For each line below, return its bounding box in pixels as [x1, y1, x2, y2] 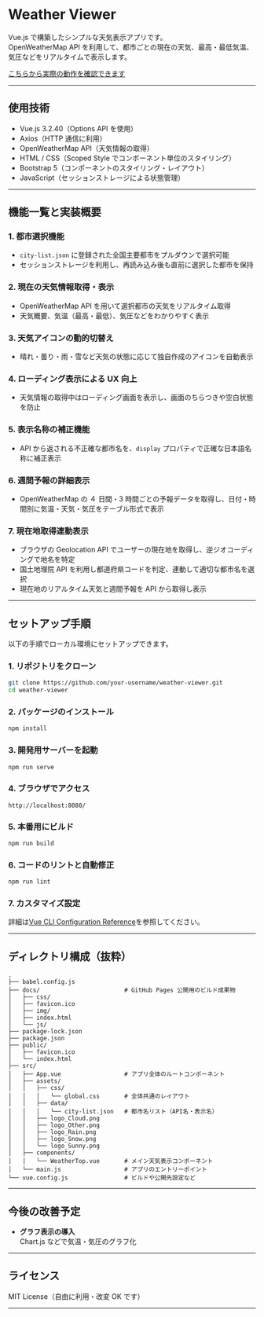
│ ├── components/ [8, 1149, 76, 1157]
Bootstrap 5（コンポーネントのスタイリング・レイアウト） [19, 163, 210, 172]
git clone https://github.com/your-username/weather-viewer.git [8, 679, 223, 687]
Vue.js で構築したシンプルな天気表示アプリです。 [8, 32, 167, 42]
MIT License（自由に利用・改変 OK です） [8, 1291, 145, 1301]
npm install [8, 725, 47, 732]
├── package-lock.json [8, 1028, 82, 1036]
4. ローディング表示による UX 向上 [8, 373, 137, 384]
